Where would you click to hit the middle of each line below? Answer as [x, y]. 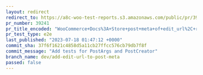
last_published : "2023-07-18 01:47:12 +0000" [64, 40]
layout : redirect [28, 12]
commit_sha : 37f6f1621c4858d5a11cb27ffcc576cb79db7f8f [76, 46]
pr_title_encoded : [29, 29]
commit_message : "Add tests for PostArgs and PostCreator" [82, 51]
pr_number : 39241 [28, 23]
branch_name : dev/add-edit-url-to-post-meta [63, 57]
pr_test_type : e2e [29, 34]
